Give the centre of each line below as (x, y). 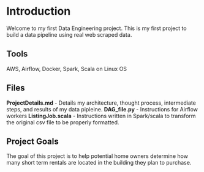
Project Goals (33, 141)
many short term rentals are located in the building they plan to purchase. (99, 163)
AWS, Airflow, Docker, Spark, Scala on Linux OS (67, 69)
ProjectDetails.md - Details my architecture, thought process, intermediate (101, 103)
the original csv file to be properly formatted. (63, 122)
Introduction (39, 11)
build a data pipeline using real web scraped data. (69, 34)
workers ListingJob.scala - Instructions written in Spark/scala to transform (101, 116)
